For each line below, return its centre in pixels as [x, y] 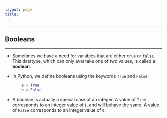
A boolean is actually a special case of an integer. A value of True [79, 100]
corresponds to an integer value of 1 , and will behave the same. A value [85, 105]
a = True [31, 85]
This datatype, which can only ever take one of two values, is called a [83, 61]
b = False [32, 90]
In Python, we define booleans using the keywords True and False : [81, 76]
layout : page [19, 10]
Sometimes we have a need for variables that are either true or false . [83, 56]
